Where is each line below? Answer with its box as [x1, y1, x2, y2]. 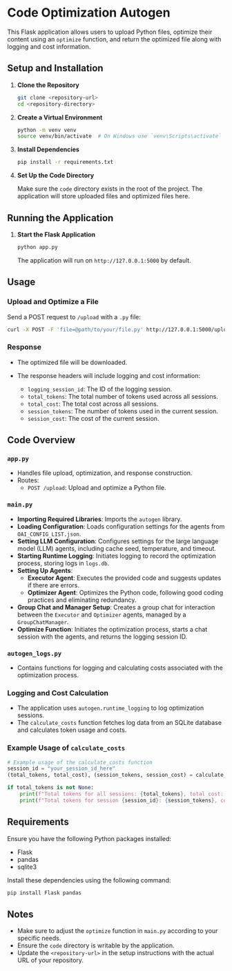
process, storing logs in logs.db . [17, 558, 110, 567]
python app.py [17, 243, 58, 250]
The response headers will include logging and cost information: [17, 371, 201, 379]
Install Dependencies [17, 145, 79, 153]
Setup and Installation [7, 62, 104, 74]
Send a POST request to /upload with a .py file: [7, 312, 142, 321]
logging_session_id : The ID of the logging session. [27, 385, 173, 393]
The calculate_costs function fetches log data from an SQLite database [17, 719, 222, 727]
